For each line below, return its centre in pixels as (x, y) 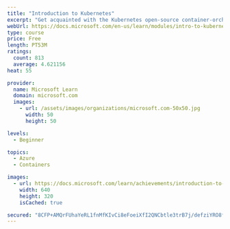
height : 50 (41, 121)
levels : (18, 133)
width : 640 (35, 190)
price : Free (24, 39)
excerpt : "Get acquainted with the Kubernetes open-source (93, 20)
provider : (21, 83)
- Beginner (29, 140)
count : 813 (29, 58)
